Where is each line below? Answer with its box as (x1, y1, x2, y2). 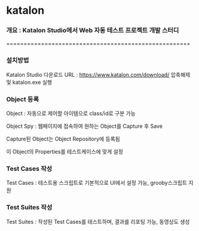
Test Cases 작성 (6, 164, 53, 173)
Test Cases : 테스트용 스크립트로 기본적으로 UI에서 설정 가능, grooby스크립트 (6, 179, 188, 187)
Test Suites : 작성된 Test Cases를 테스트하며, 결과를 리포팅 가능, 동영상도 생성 (6, 218, 190, 225)
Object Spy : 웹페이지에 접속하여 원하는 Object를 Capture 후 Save (6, 122, 163, 130)
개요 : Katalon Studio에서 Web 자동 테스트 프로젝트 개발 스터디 (6, 26, 179, 35)
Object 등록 (6, 95, 39, 103)
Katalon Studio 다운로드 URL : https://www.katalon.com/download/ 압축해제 (6, 71, 191, 78)
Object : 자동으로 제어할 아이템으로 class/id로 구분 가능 (6, 110, 136, 117)
